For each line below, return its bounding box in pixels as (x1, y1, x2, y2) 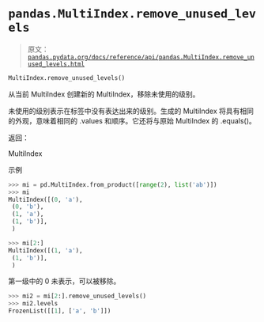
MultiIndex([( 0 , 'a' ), (8, 195, 83, 203)
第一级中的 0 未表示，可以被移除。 (8, 276, 121, 286)
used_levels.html (27, 60, 85, 68)
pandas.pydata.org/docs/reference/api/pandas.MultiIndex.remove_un (27, 53, 255, 61)
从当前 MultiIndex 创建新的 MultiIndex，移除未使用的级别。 (8, 89, 200, 99)
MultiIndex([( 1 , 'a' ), (8, 246, 83, 255)
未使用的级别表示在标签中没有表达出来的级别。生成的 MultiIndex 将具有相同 (8, 106, 255, 116)
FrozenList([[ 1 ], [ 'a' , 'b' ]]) (8, 307, 111, 315)
